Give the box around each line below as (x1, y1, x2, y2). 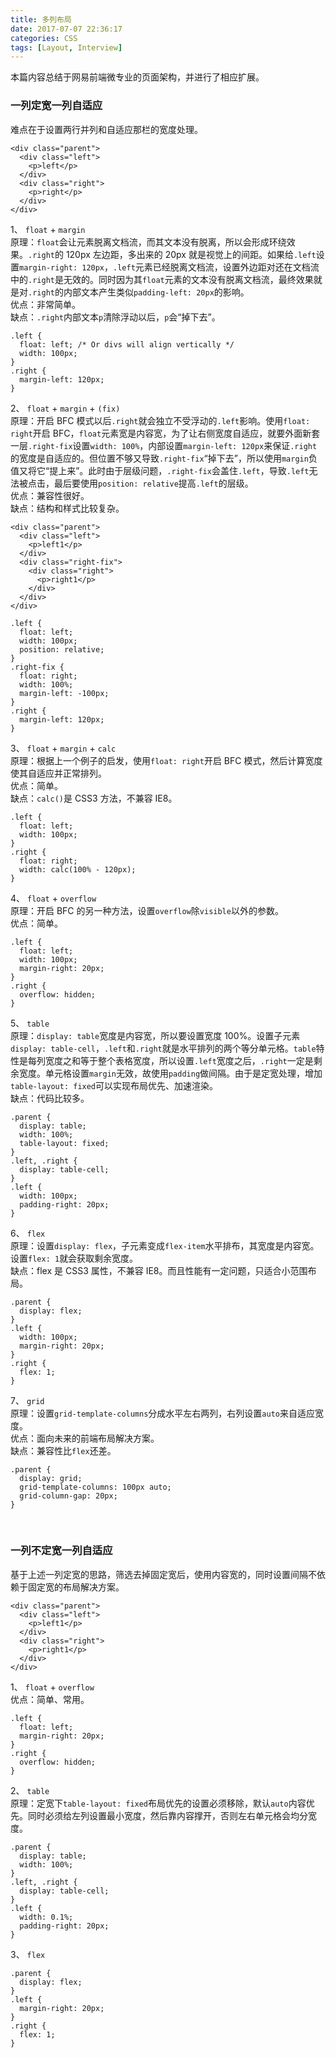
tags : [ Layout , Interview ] (10, 42, 123, 53)
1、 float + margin (10, 223, 86, 235)
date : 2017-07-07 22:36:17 (10, 24, 123, 34)
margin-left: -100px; (19, 688, 110, 698)
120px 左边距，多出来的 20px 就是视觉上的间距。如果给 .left (65, 248, 317, 260)
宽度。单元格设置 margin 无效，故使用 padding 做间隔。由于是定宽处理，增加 (18, 1067, 323, 1079)
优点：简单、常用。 (10, 1693, 90, 1705)
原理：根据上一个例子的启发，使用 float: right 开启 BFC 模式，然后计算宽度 (10, 754, 323, 766)
